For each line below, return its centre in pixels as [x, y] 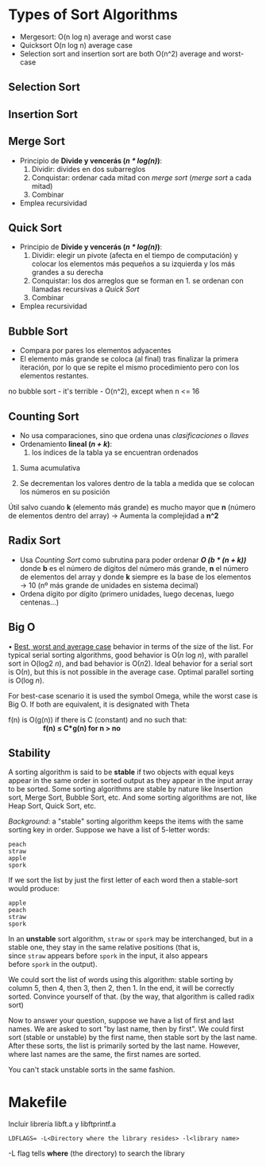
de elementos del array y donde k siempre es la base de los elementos [135, 577]
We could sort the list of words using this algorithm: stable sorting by [121, 980]
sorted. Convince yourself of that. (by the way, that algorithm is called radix [131, 996]
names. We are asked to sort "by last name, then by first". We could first [126, 1029]
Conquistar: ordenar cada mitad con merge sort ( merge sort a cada [141, 178]
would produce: [34, 889]
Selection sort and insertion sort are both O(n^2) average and [120, 53]
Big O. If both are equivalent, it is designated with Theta [99, 704]
